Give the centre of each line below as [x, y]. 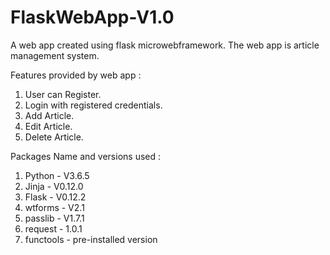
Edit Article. [48, 126]
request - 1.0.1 [53, 228]
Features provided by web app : [76, 75]
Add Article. [49, 115]
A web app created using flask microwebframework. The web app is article [165, 45]
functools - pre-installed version [91, 239]
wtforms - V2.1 [54, 207]
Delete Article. [54, 137]
